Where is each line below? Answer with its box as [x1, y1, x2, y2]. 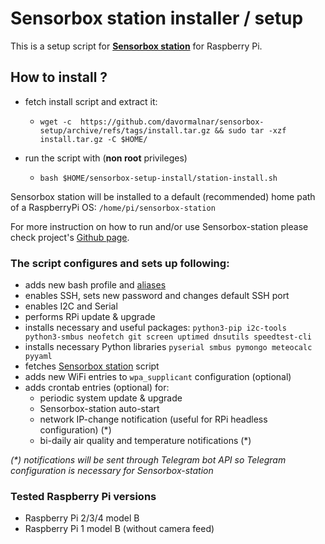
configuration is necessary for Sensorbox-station [10, 465, 214, 477]
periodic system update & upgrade [39, 392, 183, 404]
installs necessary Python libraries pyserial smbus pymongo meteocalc [24, 341, 313, 353]
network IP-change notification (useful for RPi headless [39, 413, 268, 426]
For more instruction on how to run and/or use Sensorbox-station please [10, 220, 309, 232]
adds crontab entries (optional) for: [24, 382, 170, 394]
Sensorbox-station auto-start [39, 403, 160, 415]
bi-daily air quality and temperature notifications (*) [39, 435, 252, 447]
